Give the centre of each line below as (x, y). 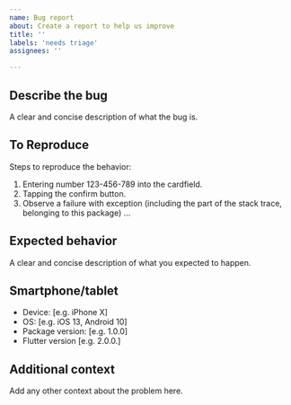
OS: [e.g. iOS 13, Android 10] (75, 322)
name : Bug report (42, 18)
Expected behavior (63, 241)
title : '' (28, 34)
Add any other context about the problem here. (97, 391)
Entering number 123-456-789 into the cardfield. (112, 184)
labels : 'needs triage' (54, 43)
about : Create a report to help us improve (92, 26)
